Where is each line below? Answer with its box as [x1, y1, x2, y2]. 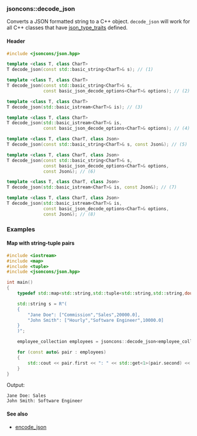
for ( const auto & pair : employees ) [17, 349, 107, 355]
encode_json [15, 423, 47, 430]
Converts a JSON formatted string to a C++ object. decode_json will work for [6, 18, 191, 25]
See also [6, 410, 28, 417]
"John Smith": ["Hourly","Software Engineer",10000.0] [27, 317, 164, 323]
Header [6, 37, 25, 44]
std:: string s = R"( [17, 301, 67, 307]
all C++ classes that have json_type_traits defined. [6, 24, 128, 31]
